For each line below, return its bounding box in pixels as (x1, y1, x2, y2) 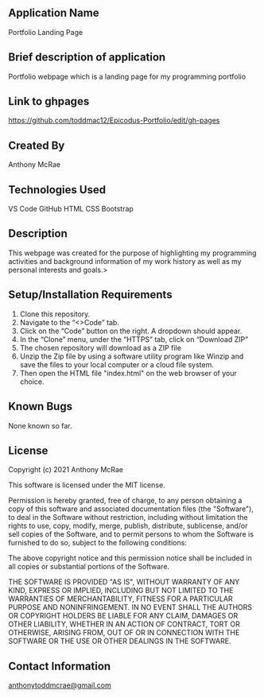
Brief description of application (8, 51, 166, 64)
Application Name (8, 6, 99, 20)
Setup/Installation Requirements (8, 288, 173, 301)
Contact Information (8, 659, 111, 673)
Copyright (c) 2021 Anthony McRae (8, 465, 124, 475)
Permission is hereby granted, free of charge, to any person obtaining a (8, 496, 243, 506)
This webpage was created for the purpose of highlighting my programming (8, 248, 257, 258)
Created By (8, 138, 65, 152)
